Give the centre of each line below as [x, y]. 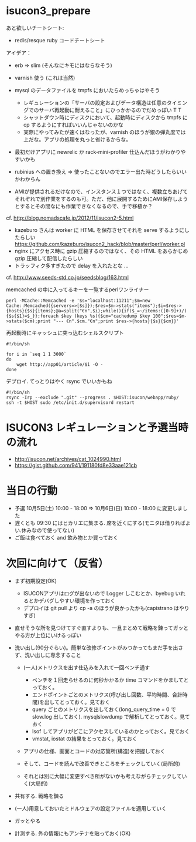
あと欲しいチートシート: [35, 28]
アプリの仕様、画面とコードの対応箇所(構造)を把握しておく [94, 751]
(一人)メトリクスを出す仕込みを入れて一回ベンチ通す [87, 667]
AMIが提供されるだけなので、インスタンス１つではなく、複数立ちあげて [101, 191]
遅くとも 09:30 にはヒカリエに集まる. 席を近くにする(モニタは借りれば [100, 523]
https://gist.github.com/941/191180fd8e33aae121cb [76, 465]
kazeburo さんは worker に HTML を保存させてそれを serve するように [99, 230]
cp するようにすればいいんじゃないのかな [73, 124]
